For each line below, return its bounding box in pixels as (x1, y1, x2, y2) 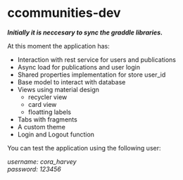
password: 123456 (7, 165, 62, 173)
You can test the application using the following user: (7, 143, 161, 152)
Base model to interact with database (17, 77, 126, 86)
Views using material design (17, 85, 100, 94)
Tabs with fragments (17, 115, 77, 124)
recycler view (27, 93, 68, 101)
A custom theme (17, 122, 65, 131)
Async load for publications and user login (17, 63, 141, 71)
